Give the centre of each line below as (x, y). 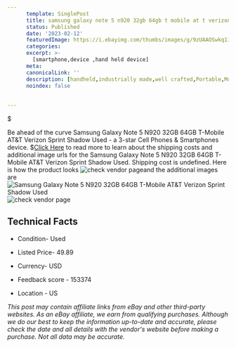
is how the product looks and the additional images (113, 170)
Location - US (38, 293)
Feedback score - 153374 (54, 279)
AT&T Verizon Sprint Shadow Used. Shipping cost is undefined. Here (127, 162)
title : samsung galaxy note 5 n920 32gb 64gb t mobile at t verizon (128, 20)
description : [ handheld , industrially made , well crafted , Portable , (125, 79)
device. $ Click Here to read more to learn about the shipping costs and (110, 147)
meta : (34, 66)
